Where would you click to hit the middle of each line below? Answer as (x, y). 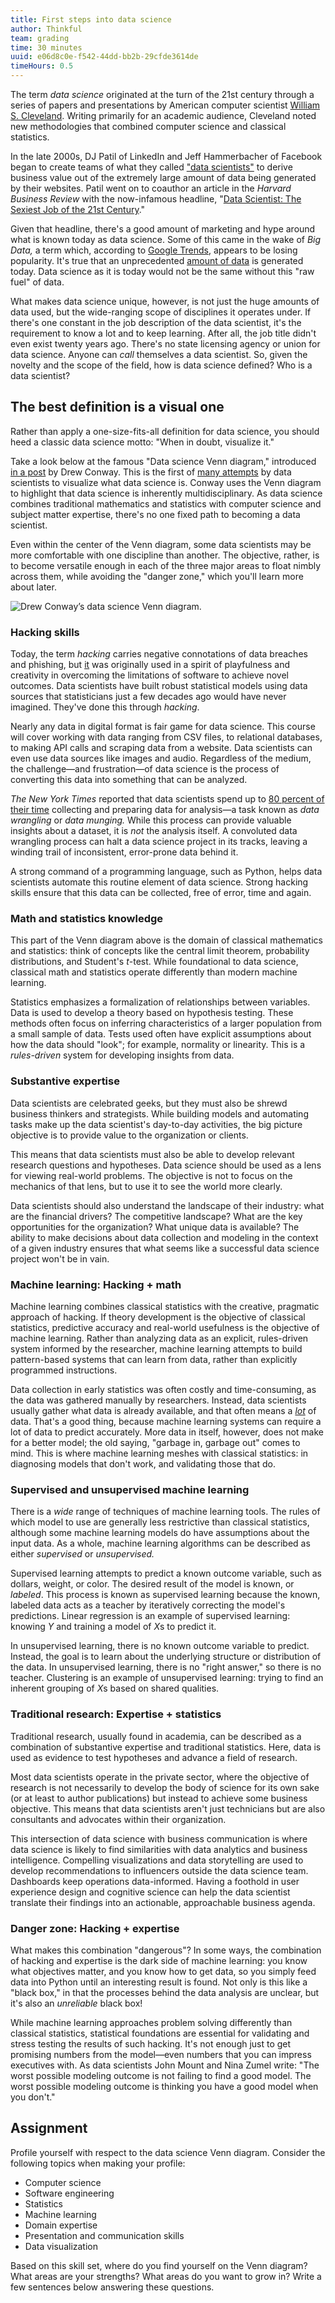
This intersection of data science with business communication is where (159, 1838)
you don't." (33, 2097)
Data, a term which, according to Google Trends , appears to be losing (154, 250)
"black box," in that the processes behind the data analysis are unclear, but (165, 1992)
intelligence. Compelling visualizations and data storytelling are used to (157, 1860)
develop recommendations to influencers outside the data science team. (159, 1870)
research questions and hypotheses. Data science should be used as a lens (166, 1165)
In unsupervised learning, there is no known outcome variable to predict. (160, 1646)
